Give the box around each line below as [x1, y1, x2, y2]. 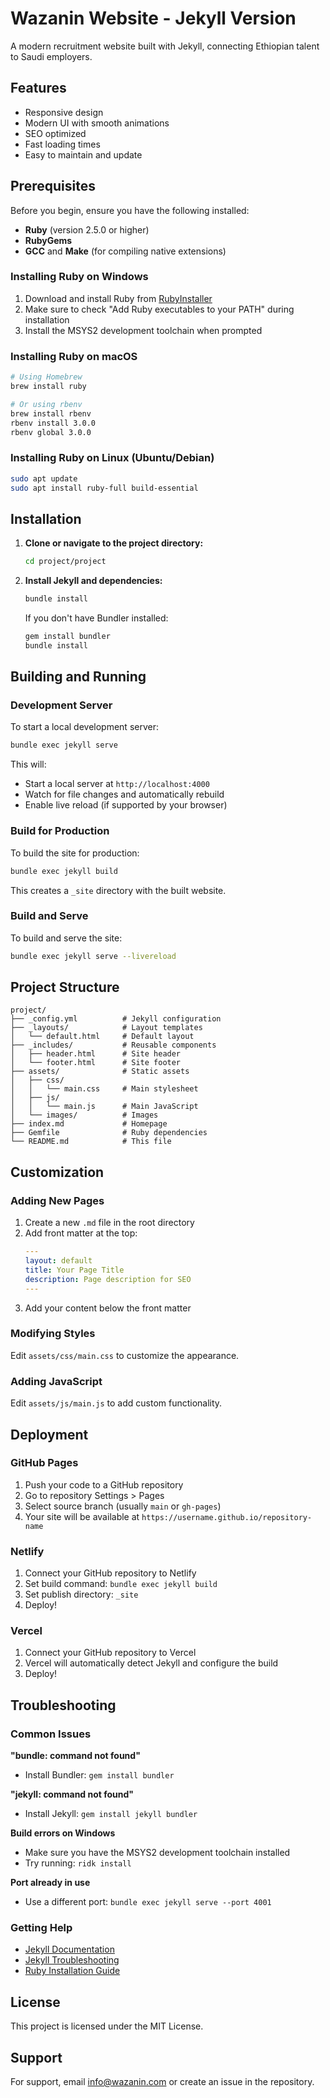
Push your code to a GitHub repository [24, 1478, 184, 1491]
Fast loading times [24, 138, 101, 150]
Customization [10, 1163, 105, 1181]
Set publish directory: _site [24, 1588, 139, 1601]
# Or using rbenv [10, 399, 83, 409]
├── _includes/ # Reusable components [10, 1040, 217, 1051]
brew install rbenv [10, 408, 92, 419]
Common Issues [10, 1727, 92, 1741]
